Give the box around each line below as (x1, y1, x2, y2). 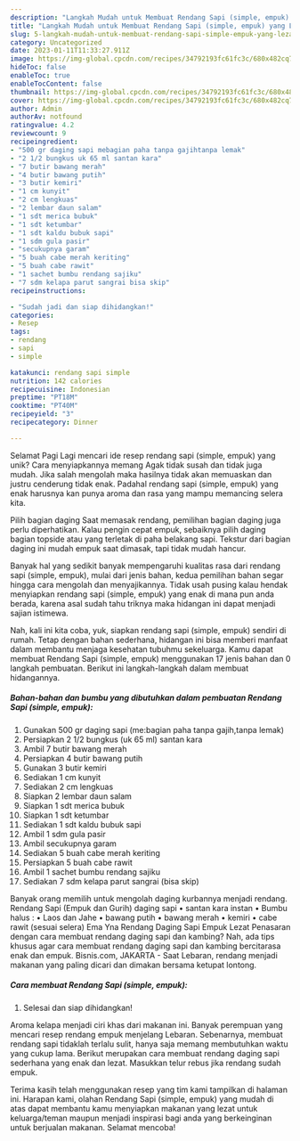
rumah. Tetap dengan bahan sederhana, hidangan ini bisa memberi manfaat (10, 634, 288, 645)
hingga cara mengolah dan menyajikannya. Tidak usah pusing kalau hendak (10, 579, 288, 590)
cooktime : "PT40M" (10, 402, 78, 411)
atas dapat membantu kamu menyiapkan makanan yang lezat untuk (10, 1103, 258, 1113)
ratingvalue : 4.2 (10, 121, 75, 130)
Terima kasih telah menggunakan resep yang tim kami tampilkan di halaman (10, 1084, 288, 1095)
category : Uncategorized (10, 37, 102, 47)
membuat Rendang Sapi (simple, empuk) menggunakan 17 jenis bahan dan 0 (10, 653, 291, 664)
